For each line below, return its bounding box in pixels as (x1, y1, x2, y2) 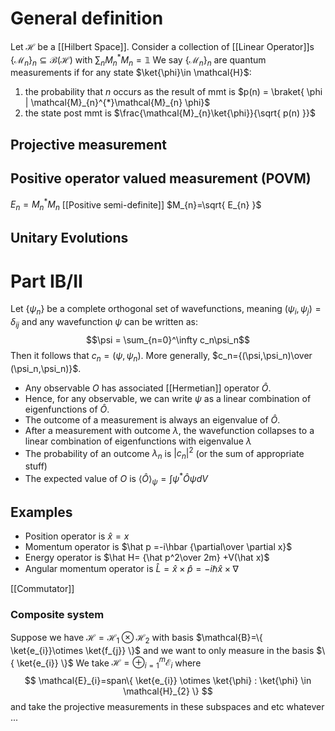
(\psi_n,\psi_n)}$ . (10, 362, 82, 374)
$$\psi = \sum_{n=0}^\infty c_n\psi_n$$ (86, 333, 250, 346)
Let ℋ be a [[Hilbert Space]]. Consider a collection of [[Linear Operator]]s (10, 40, 315, 52)
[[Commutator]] (10, 583, 75, 595)
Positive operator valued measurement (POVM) (10, 170, 312, 187)
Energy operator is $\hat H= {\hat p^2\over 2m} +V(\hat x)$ (24, 552, 270, 564)
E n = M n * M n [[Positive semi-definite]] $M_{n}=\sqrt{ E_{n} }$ (10, 197, 262, 213)
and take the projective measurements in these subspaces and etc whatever (10, 701, 325, 713)
